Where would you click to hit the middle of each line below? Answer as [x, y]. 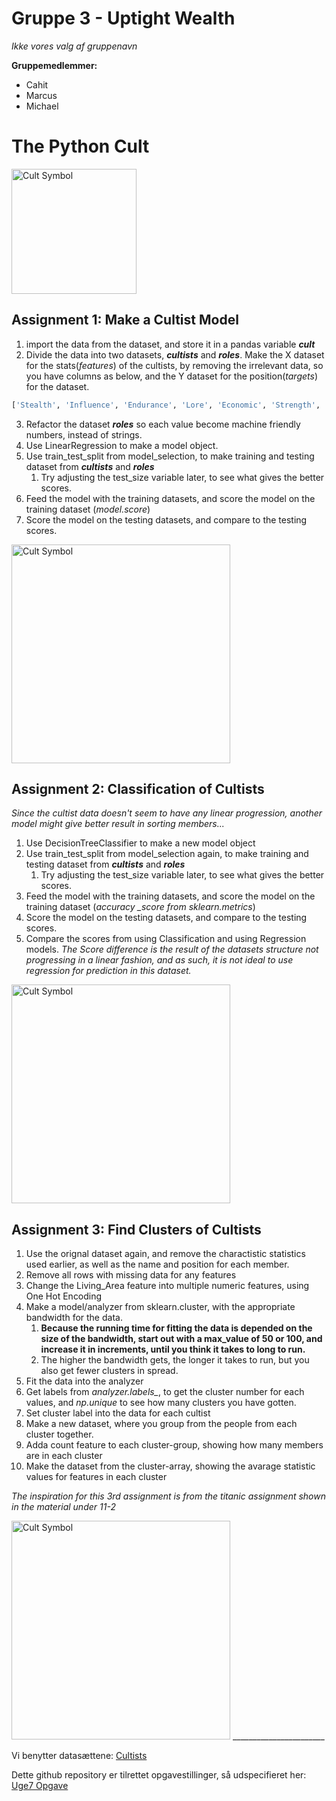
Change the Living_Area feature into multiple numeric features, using [167, 1286]
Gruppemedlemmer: [54, 65]
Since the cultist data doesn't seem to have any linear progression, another [167, 813]
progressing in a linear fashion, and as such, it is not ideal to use [159, 960]
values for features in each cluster [96, 1477]
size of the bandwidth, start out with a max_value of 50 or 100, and [181, 1339]
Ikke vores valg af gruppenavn [74, 46]
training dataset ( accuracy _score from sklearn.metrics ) [140, 907]
